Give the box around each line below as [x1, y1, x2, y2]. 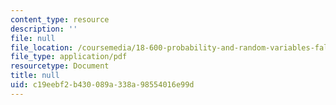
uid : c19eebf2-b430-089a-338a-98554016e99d [10, 80, 195, 90]
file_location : [10, 42, 74, 53]
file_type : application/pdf [10, 52, 128, 62]
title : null [10, 71, 60, 81]
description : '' [10, 24, 78, 34]
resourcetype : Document [10, 61, 110, 71]
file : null [10, 33, 56, 43]
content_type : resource [10, 14, 110, 25]
